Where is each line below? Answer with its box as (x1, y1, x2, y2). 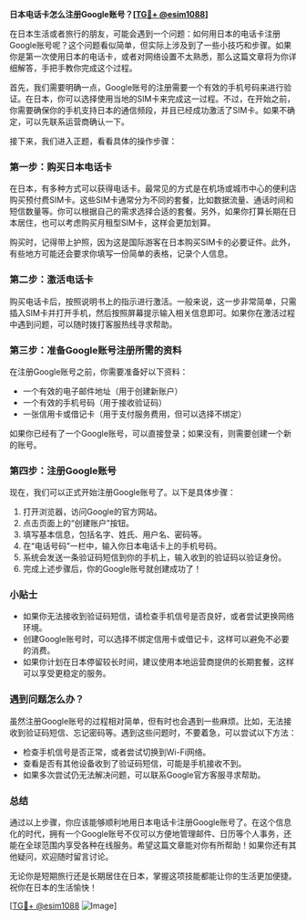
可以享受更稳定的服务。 (22, 668, 111, 679)
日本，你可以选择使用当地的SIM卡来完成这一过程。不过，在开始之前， (33, 93, 296, 104)
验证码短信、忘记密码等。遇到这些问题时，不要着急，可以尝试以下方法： (25, 726, 297, 738)
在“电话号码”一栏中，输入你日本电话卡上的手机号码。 (22, 541, 222, 552)
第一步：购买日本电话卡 (9, 160, 112, 173)
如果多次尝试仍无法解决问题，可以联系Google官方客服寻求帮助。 (22, 769, 266, 780)
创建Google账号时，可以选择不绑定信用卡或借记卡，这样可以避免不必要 (22, 634, 290, 645)
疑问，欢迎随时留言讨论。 (16, 851, 114, 862)
